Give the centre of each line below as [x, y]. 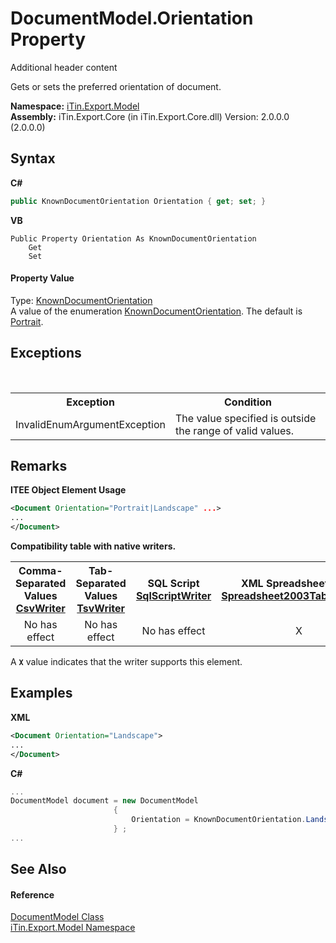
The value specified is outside [246, 418]
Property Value [42, 278]
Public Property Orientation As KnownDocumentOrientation [133, 238]
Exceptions [46, 353]
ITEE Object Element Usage [68, 490]
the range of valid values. [235, 430]
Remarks [39, 466]
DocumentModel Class [57, 917]
